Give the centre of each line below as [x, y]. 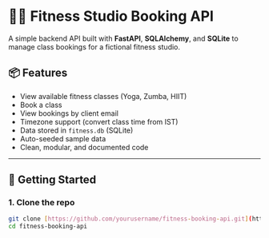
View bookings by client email [69, 113]
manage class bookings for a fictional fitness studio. [94, 46]
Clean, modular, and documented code [84, 147]
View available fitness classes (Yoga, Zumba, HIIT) [103, 96]
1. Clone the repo [42, 203]
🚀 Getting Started [52, 180]
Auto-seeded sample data [63, 138]
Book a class [41, 105]
